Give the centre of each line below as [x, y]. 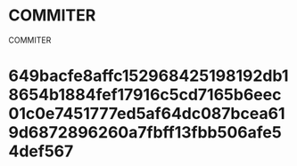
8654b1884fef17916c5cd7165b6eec [145, 95]
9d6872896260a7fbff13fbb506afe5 [145, 133]
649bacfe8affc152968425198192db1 [148, 76]
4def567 [41, 151]
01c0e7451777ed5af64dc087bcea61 [147, 114]
